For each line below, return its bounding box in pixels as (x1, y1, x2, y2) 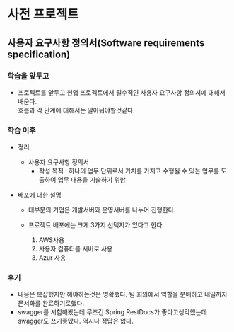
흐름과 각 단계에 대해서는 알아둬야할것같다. (17, 105, 136, 114)
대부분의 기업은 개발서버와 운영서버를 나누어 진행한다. (28, 206, 176, 214)
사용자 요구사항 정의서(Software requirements (7, 37, 205, 49)
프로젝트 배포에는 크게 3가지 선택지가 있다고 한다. (28, 221, 165, 229)
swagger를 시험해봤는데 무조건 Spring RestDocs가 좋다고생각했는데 (17, 308, 207, 316)
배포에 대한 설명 (17, 190, 62, 199)
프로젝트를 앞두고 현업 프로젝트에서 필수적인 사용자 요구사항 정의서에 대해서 (17, 88, 226, 96)
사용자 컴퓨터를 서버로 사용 (38, 245, 113, 253)
